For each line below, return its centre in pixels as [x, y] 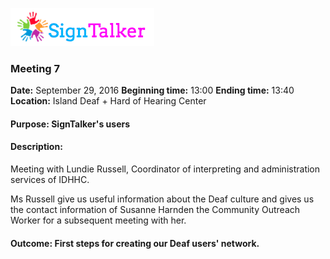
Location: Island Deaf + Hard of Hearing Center [108, 101]
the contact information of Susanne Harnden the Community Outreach [155, 210]
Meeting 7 [35, 68]
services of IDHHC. [50, 180]
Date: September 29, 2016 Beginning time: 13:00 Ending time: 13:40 [152, 90]
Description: [36, 147]
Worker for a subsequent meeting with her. [98, 220]
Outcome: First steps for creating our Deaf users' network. [135, 243]
